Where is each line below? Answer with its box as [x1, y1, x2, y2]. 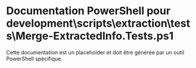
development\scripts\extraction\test [6, 17, 191, 30]
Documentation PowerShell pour [6, 4, 171, 18]
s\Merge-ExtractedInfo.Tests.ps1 [6, 30, 174, 43]
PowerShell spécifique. [6, 55, 63, 62]
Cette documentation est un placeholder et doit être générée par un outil [6, 48, 185, 56]
